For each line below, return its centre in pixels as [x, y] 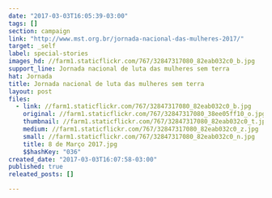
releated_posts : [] [41, 174]
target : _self [32, 46]
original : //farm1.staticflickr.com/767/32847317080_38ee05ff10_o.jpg [144, 114]
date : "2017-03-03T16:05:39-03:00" [68, 16]
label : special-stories [49, 54]
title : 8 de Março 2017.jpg [70, 144]
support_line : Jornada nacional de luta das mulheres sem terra [119, 69]
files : [19, 99]
